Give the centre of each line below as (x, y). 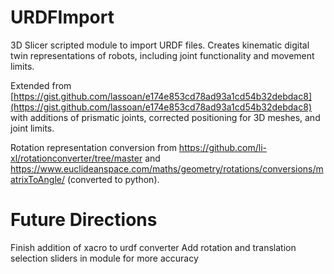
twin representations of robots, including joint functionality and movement (162, 55)
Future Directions (84, 220)
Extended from (41, 85)
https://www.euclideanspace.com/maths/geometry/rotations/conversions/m (167, 168)
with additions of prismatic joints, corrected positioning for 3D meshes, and (165, 117)
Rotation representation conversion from (93, 147)
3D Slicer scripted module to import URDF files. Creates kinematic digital (160, 45)
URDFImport (62, 17)
